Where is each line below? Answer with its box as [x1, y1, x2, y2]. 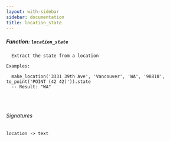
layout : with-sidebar [6, 8, 60, 15]
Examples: [6, 63, 31, 69]
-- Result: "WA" [11, 84, 51, 90]
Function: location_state [6, 38, 68, 45]
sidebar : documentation [6, 14, 65, 20]
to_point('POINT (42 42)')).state [6, 79, 91, 85]
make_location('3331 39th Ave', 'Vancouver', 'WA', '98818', [11, 73, 165, 80]
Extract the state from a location [11, 53, 99, 59]
